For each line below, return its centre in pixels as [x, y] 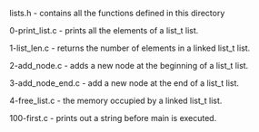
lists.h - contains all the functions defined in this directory [117, 13]
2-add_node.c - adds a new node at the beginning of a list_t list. [129, 66]
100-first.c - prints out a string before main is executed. [113, 118]
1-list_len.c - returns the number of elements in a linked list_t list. [130, 48]
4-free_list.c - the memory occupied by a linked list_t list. [116, 100]
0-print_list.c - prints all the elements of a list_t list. [104, 30]
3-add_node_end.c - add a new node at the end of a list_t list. [124, 83]
